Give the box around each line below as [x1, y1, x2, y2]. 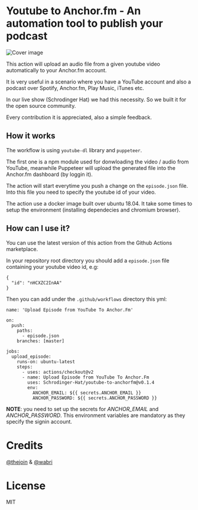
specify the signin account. [6, 418, 73, 425]
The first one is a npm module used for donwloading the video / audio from [6, 158, 189, 165]
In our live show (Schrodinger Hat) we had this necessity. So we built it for [6, 96, 187, 103]
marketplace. [6, 245, 38, 252]
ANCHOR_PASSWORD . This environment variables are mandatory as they [6, 412, 186, 419]
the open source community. [6, 102, 76, 109]
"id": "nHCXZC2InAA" [11, 280, 62, 286]
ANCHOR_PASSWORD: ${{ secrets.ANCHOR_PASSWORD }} [32, 395, 158, 401]
